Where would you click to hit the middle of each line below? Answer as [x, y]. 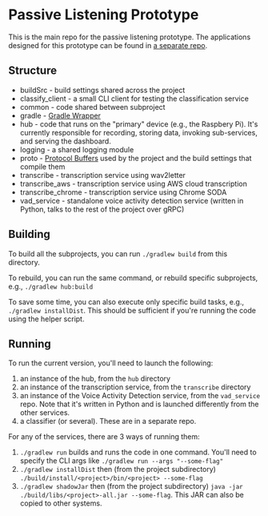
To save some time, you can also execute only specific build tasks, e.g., [126, 301]
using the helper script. [46, 319]
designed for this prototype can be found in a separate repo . [108, 45]
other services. [45, 413]
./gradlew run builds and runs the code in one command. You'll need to [138, 452]
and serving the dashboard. [66, 141]
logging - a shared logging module [77, 149]
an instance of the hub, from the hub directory [95, 379]
